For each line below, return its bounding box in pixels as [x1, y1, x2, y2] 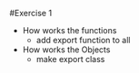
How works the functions [22, 25, 117, 35]
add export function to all [35, 35, 131, 45]
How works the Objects [22, 44, 111, 55]
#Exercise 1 [9, 8, 53, 18]
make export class [35, 54, 105, 64]
